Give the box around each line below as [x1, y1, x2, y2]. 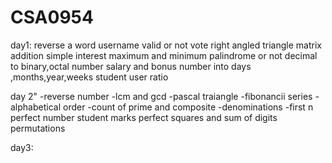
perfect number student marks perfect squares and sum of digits [10, 111, 278, 123]
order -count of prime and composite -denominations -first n [62, 101, 314, 113]
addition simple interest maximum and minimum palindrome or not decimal [10, 49, 318, 61]
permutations [10, 122, 66, 134]
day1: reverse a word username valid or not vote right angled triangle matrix [10, 39, 322, 51]
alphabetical [10, 101, 62, 113]
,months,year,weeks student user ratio [10, 71, 169, 83]
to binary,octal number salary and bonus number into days [10, 60, 252, 72]
